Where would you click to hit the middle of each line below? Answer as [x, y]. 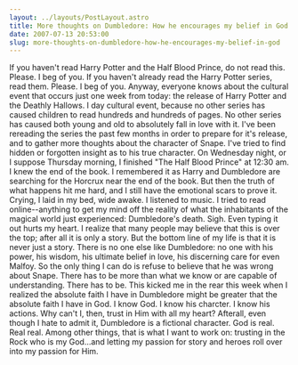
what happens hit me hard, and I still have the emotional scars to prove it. [143, 191]
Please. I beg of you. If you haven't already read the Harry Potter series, [141, 77]
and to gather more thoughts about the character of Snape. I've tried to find [148, 143]
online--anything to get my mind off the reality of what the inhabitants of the [149, 209]
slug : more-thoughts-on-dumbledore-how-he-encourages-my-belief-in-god [145, 42]
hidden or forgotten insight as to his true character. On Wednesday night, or [148, 153]
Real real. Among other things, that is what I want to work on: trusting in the [147, 333]
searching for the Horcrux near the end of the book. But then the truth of [142, 181]
